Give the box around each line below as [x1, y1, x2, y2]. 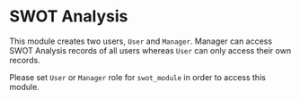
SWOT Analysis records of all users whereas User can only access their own [9, 45, 292, 55]
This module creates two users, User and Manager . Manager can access [9, 36, 272, 46]
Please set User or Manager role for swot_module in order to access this [9, 71, 267, 82]
